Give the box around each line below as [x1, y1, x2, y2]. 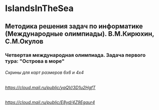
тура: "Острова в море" [5, 57, 65, 64]
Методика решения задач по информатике [5, 22, 143, 30]
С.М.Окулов [5, 37, 44, 45]
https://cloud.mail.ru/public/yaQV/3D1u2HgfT [5, 84, 96, 90]
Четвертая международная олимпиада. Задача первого [5, 52, 146, 58]
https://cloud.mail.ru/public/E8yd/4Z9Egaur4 [5, 99, 95, 105]
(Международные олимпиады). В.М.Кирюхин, [5, 29, 154, 38]
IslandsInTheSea [5, 3, 74, 14]
